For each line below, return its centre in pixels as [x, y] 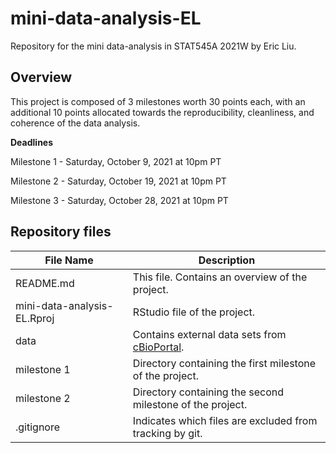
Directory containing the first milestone [224, 363]
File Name [69, 260]
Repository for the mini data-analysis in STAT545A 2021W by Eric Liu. [153, 46]
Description [227, 260]
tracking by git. [167, 433]
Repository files [61, 232]
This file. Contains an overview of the [220, 277]
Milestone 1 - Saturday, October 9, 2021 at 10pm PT [116, 161]
